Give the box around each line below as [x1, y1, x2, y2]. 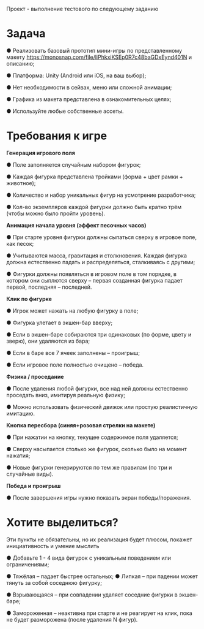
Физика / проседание [6, 373, 64, 380]
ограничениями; [6, 560, 49, 568]
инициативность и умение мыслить [6, 542, 100, 549]
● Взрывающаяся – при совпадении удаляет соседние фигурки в [6, 591, 178, 598]
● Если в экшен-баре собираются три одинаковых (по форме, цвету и [6, 330, 192, 338]
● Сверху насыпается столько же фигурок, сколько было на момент [6, 445, 188, 452]
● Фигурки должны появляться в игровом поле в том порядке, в [6, 270, 177, 278]
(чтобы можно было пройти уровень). [6, 210, 106, 217]
